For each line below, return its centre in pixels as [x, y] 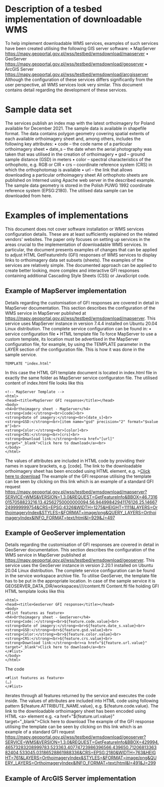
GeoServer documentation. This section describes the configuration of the [80, 550]
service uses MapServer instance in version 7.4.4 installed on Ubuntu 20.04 [81, 323]
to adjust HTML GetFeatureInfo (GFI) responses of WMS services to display [81, 255]
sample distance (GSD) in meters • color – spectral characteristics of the [78, 159]
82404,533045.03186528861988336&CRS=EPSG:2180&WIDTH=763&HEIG [81, 753]
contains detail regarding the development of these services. [66, 90]
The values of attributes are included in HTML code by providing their [75, 461]
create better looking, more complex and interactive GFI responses [72, 270]
